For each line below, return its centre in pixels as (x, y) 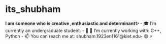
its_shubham (33, 9)
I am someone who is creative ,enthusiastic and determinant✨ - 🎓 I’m (81, 23)
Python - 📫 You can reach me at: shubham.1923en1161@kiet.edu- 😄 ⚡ (79, 36)
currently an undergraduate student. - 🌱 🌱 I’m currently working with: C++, (83, 30)
